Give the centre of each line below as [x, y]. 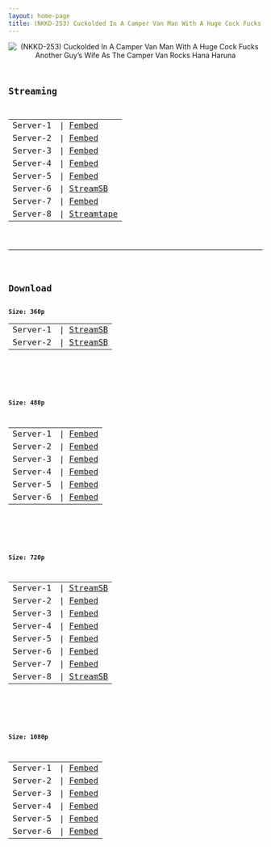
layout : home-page [39, 16]
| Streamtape [89, 214]
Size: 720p [27, 557]
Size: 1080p [28, 737]
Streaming [33, 91]
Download [30, 288]
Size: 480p [27, 402]
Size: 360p [27, 311]
